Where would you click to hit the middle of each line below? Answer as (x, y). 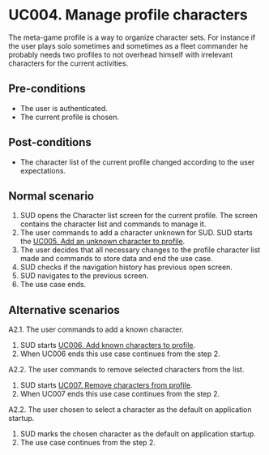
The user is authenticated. (64, 108)
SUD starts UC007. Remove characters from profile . (106, 385)
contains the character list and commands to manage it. (113, 224)
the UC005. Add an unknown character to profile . (102, 242)
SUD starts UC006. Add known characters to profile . (108, 346)
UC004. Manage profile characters (128, 15)
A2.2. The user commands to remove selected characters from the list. (126, 370)
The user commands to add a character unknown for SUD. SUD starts (137, 233)
